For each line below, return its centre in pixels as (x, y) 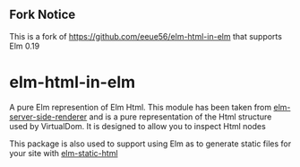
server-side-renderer (48, 117)
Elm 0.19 (25, 46)
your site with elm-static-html (64, 153)
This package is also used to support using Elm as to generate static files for (150, 144)
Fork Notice (43, 15)
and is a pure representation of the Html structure (180, 117)
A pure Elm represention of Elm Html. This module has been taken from (141, 107)
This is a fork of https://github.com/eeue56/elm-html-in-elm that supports (146, 36)
